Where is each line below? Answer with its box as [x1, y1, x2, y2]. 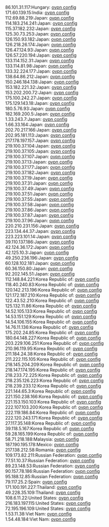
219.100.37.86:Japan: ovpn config [5, 207, 74, 213]
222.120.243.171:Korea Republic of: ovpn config [5, 415, 102, 421]
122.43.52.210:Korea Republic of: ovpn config [5, 298, 99, 303]
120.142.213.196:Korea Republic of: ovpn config [5, 287, 102, 293]
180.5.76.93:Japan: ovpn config [5, 105, 70, 111]
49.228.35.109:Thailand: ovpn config [5, 489, 81, 495]
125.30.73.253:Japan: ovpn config [5, 31, 75, 37]
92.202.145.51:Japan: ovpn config [5, 271, 75, 277]
